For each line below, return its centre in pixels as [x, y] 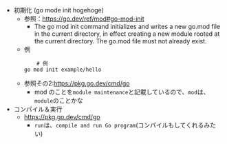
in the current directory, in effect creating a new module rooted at [127, 34]
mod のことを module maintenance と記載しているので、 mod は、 [122, 92]
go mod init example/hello [63, 70]
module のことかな [59, 101]
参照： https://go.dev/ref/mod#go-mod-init [84, 19]
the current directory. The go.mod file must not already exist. [120, 41]
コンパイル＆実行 [38, 109]
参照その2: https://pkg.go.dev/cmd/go [77, 83]
